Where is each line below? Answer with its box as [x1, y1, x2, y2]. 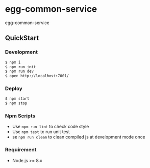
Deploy [5, 85, 23, 92]
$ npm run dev [5, 69, 34, 74]
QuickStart [5, 34, 39, 42]
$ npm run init [5, 64, 36, 69]
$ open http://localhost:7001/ [5, 74, 69, 79]
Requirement [5, 146, 37, 153]
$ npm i [5, 60, 21, 65]
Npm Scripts [5, 112, 36, 119]
